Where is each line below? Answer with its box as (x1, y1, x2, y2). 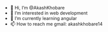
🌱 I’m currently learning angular (10, 15, 77, 21)
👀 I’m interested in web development (10, 10, 88, 16)
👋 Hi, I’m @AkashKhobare (10, 5, 65, 10)
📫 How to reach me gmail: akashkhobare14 (10, 21, 103, 27)
